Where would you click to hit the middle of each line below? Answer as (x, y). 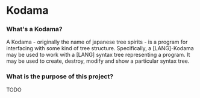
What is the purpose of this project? (60, 76)
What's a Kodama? (35, 29)
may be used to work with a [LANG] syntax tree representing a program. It (98, 55)
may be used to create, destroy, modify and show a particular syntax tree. (98, 61)
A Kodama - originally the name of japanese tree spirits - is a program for (97, 42)
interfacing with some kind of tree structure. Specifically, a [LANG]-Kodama (100, 48)
